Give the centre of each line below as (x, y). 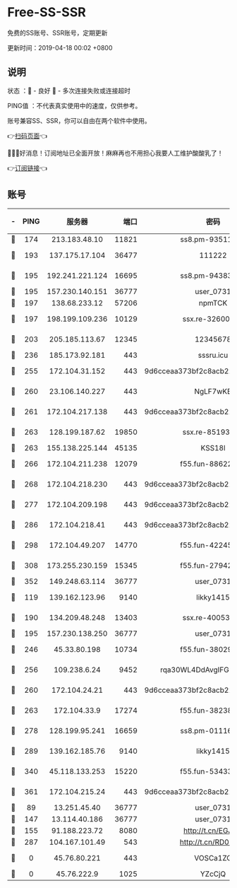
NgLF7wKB (213, 391)
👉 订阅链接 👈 (28, 168)
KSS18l (213, 448)
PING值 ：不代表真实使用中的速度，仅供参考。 (74, 105)
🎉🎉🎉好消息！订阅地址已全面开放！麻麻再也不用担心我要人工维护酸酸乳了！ (115, 153)
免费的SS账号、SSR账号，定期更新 (57, 33)
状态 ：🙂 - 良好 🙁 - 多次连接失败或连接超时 (69, 90)
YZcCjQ (213, 874)
